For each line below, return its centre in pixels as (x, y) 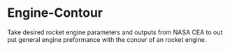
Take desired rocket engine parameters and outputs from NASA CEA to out (115, 32)
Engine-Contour (55, 13)
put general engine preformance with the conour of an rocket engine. (107, 39)
